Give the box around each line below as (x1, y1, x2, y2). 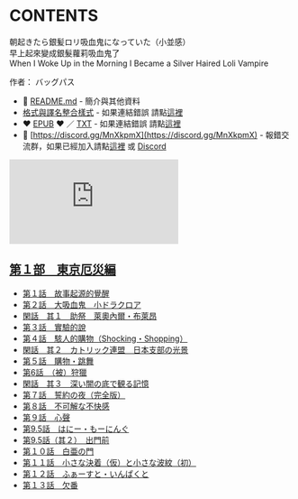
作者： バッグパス (9, 76, 75, 87)
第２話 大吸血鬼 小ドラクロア (22, 299, 141, 310)
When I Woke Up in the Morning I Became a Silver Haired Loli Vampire (9, 58, 269, 69)
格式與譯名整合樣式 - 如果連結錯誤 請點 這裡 (22, 106, 184, 117)
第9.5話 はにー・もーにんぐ (22, 423, 130, 434)
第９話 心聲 (22, 411, 70, 422)
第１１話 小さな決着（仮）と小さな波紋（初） (22, 457, 196, 467)
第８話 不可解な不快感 (22, 401, 110, 411)
